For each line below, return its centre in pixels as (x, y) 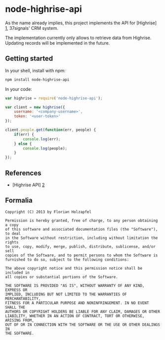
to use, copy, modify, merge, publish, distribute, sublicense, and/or (80, 246)
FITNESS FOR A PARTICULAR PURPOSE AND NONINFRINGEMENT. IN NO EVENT (77, 303)
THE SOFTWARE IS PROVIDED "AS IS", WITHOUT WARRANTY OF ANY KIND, (75, 285)
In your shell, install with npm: (35, 70)
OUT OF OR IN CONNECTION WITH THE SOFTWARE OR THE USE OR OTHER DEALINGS (83, 325)
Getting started (29, 59)
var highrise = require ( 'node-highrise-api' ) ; (54, 98)
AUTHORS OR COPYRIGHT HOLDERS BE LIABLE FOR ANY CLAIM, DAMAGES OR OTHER (83, 312)
